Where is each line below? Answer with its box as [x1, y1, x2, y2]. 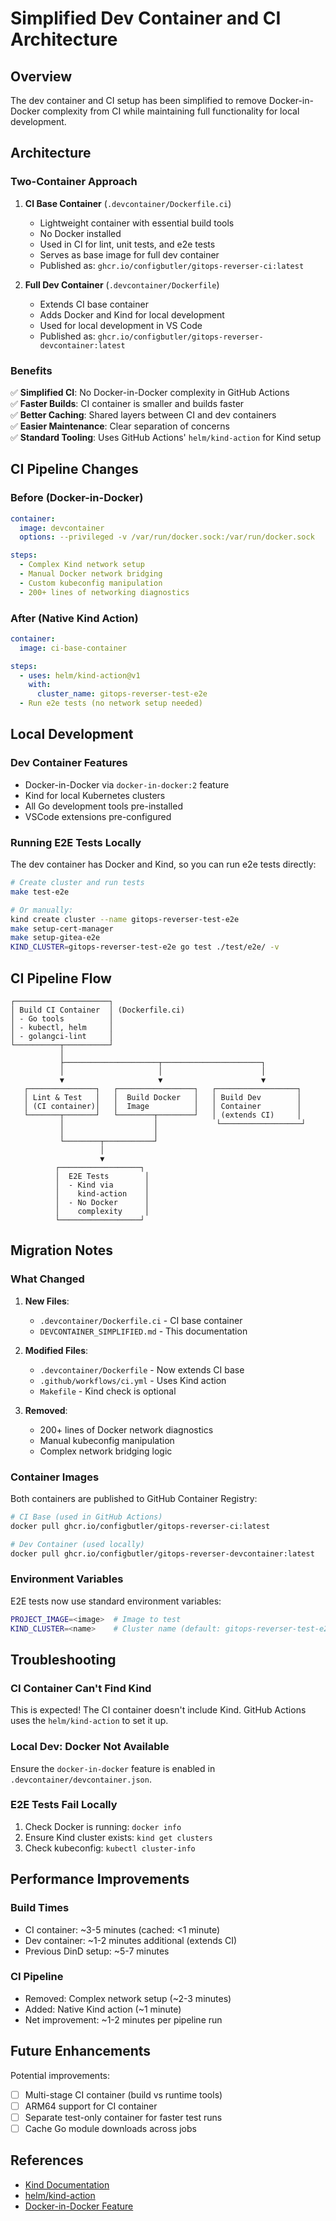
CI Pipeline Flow [10, 970, 112, 987]
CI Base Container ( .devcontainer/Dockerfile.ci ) [24, 197, 232, 209]
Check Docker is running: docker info [24, 1820, 182, 1832]
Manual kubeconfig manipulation [39, 1434, 175, 1446]
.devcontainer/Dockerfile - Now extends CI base [39, 1363, 245, 1376]
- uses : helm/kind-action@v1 [19, 670, 141, 681]
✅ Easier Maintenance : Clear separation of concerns [10, 420, 230, 432]
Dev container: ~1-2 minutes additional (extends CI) [24, 1934, 238, 1946]
